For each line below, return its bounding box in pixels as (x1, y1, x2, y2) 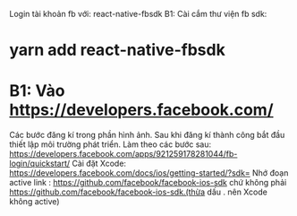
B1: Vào (9, 81, 65, 101)
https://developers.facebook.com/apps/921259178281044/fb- (9, 149, 238, 160)
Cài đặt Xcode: (71, 158, 127, 169)
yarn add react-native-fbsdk (9, 40, 225, 60)
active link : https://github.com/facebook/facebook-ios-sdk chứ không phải (9, 177, 287, 188)
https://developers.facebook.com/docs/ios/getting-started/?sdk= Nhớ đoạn (9, 168, 289, 178)
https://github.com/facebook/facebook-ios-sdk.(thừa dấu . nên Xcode (9, 186, 268, 197)
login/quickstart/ (9, 158, 71, 169)
